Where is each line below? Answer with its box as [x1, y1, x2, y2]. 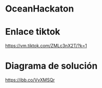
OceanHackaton [5, 3, 74, 15]
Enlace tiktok [5, 26, 60, 38]
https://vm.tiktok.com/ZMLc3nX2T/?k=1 [5, 43, 87, 49]
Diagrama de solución [5, 60, 97, 72]
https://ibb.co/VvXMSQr [5, 77, 55, 83]
